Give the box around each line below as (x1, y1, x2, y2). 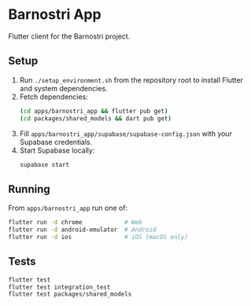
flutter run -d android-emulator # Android (8, 226, 157, 234)
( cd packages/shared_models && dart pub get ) (19, 114, 172, 123)
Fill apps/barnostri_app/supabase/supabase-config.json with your (19, 128, 232, 138)
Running (8, 182, 51, 196)
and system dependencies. (19, 83, 108, 93)
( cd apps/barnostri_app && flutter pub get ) (19, 107, 168, 115)
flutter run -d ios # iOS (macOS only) (8, 233, 189, 241)
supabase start (19, 160, 70, 168)
